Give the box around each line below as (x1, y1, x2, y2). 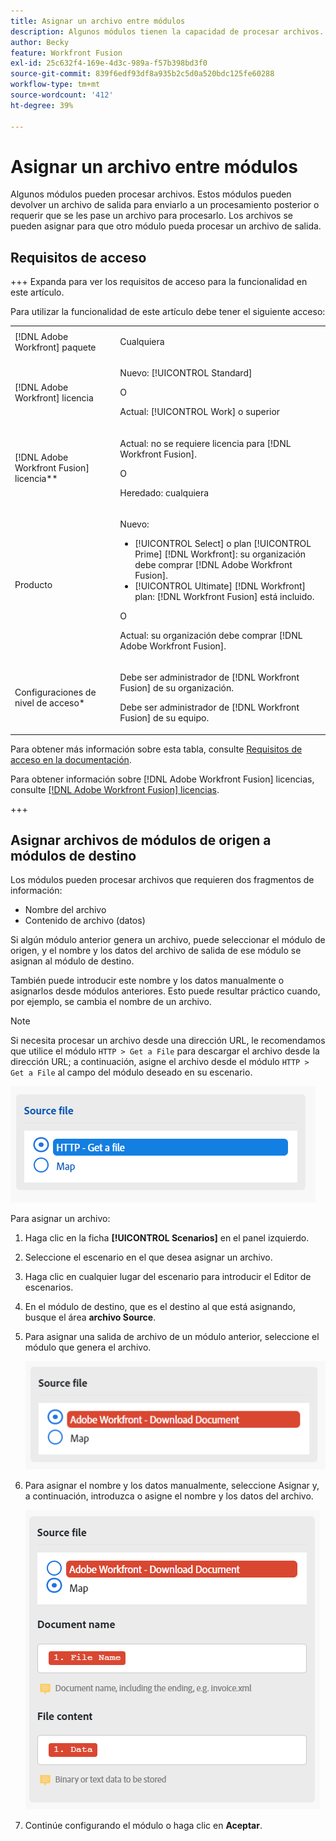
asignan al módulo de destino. (10, 955, 135, 967)
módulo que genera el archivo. (24, 1341, 152, 1354)
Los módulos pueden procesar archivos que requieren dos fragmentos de (10, 874, 315, 886)
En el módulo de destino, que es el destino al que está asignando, (24, 1301, 296, 1313)
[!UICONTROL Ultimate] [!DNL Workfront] (134, 580, 307, 592)
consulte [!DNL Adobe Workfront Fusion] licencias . (10, 783, 220, 795)
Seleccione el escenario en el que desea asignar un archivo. (24, 1251, 273, 1264)
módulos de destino (10, 847, 137, 864)
